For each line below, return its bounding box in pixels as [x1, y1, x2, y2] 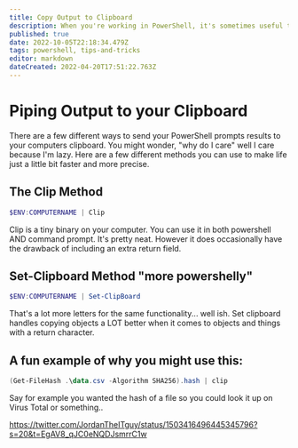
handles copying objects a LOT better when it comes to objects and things [9, 317, 281, 329]
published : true [9, 29, 69, 38]
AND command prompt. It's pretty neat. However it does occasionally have [9, 233, 283, 244]
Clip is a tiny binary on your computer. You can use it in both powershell [9, 224, 272, 235]
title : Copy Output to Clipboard [9, 12, 133, 22]
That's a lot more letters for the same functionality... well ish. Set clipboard [9, 308, 281, 319]
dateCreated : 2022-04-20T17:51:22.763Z [9, 63, 157, 72]
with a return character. [9, 327, 95, 338]
